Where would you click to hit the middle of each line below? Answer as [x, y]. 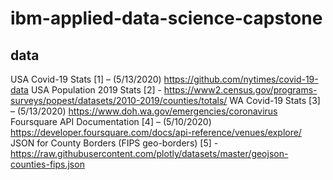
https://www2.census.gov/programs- [240, 90]
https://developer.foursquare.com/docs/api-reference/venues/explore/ [156, 132]
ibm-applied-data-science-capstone [166, 18]
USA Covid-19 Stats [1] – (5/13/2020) [86, 79]
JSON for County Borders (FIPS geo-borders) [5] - [114, 143]
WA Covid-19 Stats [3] [275, 100]
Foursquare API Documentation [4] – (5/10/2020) [111, 121]
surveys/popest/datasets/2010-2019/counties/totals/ [119, 100]
